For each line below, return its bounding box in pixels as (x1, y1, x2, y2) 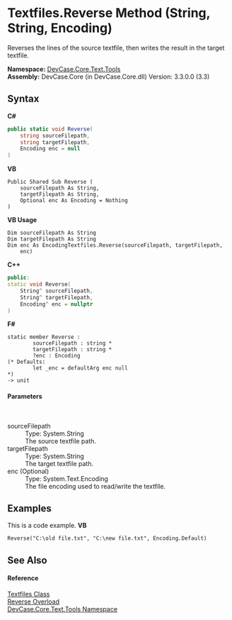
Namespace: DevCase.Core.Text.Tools (7, 65, 121, 73)
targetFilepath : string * (33, 346, 112, 353)
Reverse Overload (7, 597, 60, 606)
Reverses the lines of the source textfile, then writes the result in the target (7, 43, 225, 52)
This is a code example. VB (7, 521, 87, 530)
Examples (7, 502, 52, 514)
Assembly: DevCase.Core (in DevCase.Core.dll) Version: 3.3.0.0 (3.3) (7, 72, 210, 81)
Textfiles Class (7, 589, 50, 598)
